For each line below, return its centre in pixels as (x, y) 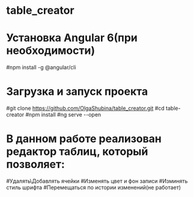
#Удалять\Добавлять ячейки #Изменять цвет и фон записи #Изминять (97, 181)
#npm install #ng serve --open (63, 115)
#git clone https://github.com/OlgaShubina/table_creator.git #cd (86, 108)
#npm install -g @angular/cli (41, 67)
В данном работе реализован (84, 139)
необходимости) (50, 51)
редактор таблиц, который (77, 152)
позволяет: (35, 164)
